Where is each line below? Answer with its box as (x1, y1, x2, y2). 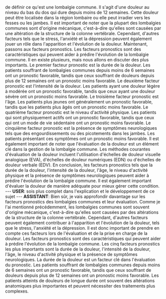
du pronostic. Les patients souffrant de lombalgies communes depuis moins (5, 262, 160, 268)
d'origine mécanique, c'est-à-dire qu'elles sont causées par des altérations (5, 209, 159, 215)
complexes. (5, 288, 29, 294)
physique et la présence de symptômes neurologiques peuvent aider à (5, 173, 150, 178)
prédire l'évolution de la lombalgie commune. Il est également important (5, 178, 152, 184)
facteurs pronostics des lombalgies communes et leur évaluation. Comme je (5, 199, 161, 204)
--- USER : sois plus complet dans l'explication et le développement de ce (5, 188, 155, 194)
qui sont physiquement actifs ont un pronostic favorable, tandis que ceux (5, 115, 155, 120)
